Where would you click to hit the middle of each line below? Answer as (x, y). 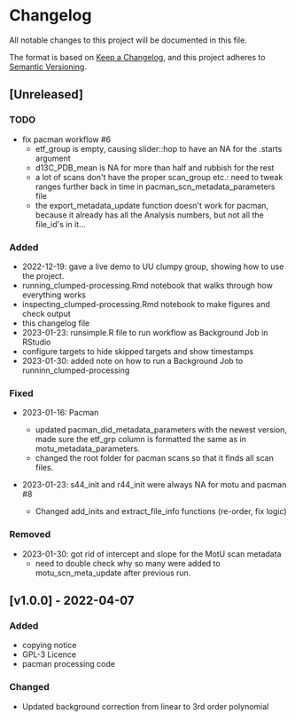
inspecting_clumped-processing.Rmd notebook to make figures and (146, 304)
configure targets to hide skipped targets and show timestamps (138, 351)
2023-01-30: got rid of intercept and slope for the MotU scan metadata (151, 554)
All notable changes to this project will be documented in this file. (128, 40)
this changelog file (56, 323)
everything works (54, 295)
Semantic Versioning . (48, 67)
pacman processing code (68, 664)
